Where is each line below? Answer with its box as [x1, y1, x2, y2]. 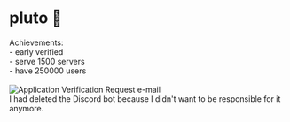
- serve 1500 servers [9, 56, 86, 66]
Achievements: [9, 37, 64, 48]
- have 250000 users [9, 65, 87, 76]
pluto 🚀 [9, 8, 62, 28]
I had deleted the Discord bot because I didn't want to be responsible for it [9, 93, 281, 104]
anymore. [9, 103, 44, 113]
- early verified [9, 46, 64, 57]
